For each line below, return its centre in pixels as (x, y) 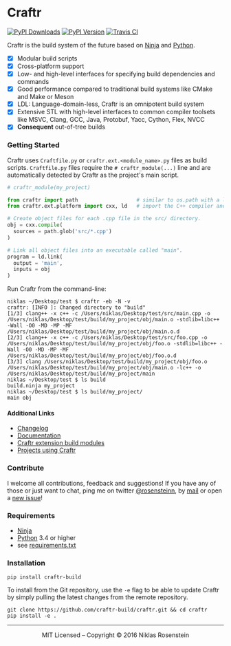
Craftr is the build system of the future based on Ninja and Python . (101, 45)
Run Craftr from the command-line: (57, 289)
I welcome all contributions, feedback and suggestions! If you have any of (112, 483)
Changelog (33, 429)
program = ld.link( (35, 257)
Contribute (26, 468)
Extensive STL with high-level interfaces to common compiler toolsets (116, 112)
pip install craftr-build (44, 577)
